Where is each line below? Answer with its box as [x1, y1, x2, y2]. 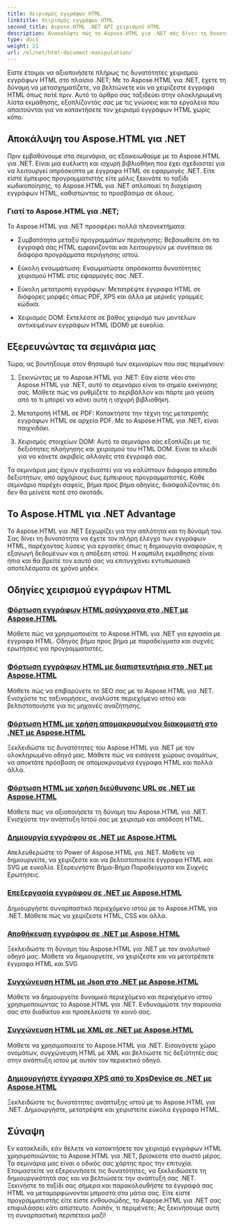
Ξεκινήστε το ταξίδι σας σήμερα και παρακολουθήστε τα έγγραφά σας [7, 1181, 214, 1190]
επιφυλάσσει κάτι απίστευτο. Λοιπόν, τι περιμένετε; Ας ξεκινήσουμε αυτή [7, 1203, 220, 1212]
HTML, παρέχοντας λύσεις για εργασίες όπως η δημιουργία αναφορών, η [7, 541, 222, 550]
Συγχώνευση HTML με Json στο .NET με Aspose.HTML [7, 977, 198, 986]
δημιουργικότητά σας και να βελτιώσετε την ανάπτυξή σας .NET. [7, 1174, 196, 1182]
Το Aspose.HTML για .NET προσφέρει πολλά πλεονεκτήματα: [7, 221, 187, 231]
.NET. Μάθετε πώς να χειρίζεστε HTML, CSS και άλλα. [7, 911, 167, 919]
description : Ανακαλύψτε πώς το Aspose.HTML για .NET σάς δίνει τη [7, 29, 208, 37]
